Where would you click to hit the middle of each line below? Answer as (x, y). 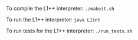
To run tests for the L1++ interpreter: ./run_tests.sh (69, 31)
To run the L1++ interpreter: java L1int (53, 19)
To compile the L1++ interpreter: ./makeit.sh (60, 8)
